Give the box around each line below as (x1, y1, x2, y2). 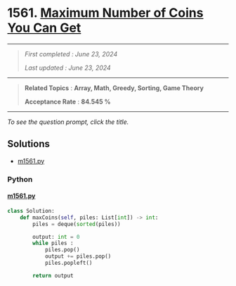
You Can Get (7, 20, 81, 36)
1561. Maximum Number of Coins (7, 5, 204, 21)
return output (32, 272, 74, 279)
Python (7, 174, 33, 184)
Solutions (7, 138, 51, 150)
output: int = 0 (32, 233, 80, 240)
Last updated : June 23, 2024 (24, 63, 111, 72)
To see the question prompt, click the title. (7, 118, 129, 126)
